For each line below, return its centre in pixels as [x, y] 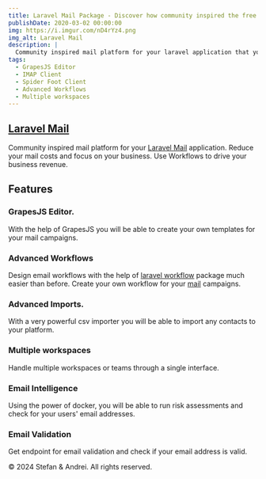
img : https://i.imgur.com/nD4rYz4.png [72, 30]
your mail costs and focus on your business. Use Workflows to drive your [127, 156]
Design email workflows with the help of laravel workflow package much [127, 276]
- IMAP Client [38, 74]
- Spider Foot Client [51, 82]
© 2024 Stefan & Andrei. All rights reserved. [80, 467]
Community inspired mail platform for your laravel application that [132, 52]
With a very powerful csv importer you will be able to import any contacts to [132, 321]
